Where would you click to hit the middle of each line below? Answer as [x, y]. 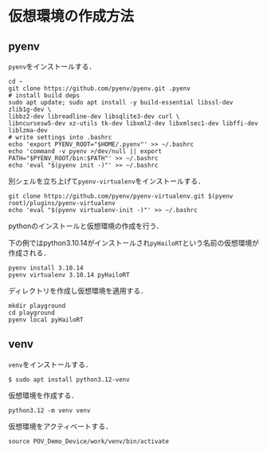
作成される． [29, 253]
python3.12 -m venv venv [49, 410]
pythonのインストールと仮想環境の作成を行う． [86, 226]
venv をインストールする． [51, 364]
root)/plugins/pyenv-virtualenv [62, 203]
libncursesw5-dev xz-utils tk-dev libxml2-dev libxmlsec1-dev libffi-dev [133, 124]
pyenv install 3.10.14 [46, 268]
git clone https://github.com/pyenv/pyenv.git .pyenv [100, 89]
